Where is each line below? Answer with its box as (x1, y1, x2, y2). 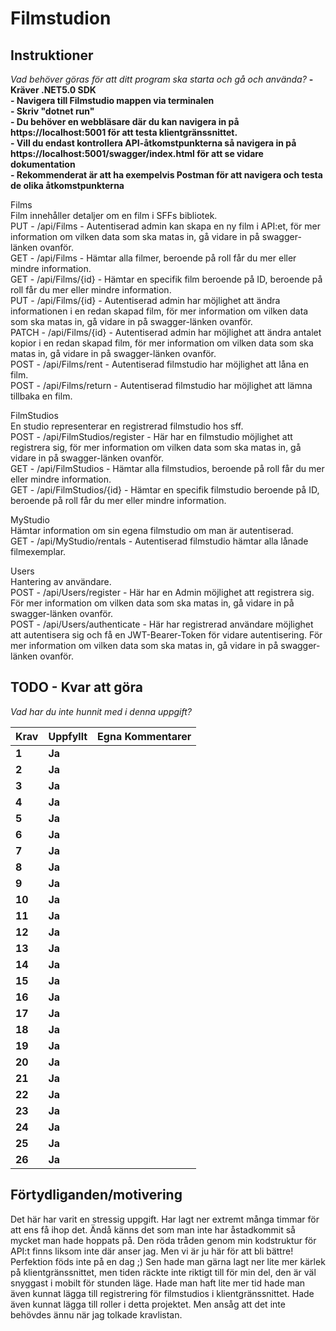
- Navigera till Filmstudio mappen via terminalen (10, 95, 215, 106)
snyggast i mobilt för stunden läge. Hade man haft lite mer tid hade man (10, 1277, 306, 1289)
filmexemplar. (10, 546, 67, 557)
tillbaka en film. (10, 390, 73, 402)
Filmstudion (10, 7, 112, 30)
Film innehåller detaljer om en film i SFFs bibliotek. (10, 210, 218, 221)
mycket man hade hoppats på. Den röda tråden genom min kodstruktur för (10, 1234, 317, 1246)
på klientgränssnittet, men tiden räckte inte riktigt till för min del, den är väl (10, 1266, 317, 1278)
